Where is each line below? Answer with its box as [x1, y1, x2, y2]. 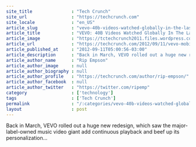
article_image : [6, 36, 75, 41]
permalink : [6, 100, 75, 107]
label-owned [6, 128, 37, 135]
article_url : [6, 41, 75, 47]
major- [171, 122, 188, 129]
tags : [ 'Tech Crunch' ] [6, 95, 116, 101]
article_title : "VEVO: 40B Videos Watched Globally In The [6, 30, 184, 36]
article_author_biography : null [6, 68, 87, 74]
